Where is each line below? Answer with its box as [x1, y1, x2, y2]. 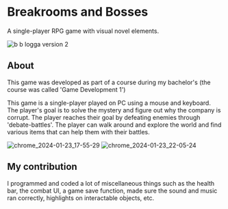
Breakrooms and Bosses [7, 4, 149, 20]
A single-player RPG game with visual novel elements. [7, 27, 160, 35]
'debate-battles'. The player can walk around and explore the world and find [7, 121, 222, 129]
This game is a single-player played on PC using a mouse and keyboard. [7, 99, 211, 107]
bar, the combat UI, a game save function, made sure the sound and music [7, 186, 218, 195]
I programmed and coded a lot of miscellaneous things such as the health [7, 179, 215, 187]
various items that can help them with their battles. [7, 127, 151, 136]
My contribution [7, 161, 77, 173]
